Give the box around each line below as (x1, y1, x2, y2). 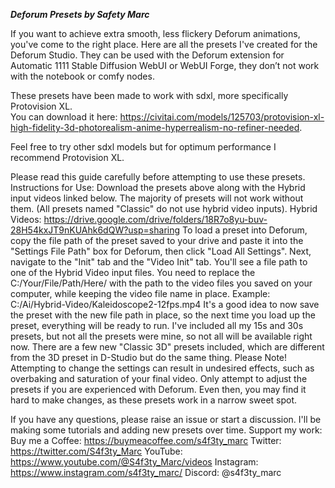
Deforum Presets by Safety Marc (10, 9, 150, 20)
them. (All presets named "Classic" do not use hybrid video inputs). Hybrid (10, 203, 318, 214)
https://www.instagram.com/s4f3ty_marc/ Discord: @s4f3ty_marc (10, 467, 282, 478)
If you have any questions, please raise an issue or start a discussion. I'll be (10, 414, 322, 425)
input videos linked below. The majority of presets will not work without (10, 192, 304, 204)
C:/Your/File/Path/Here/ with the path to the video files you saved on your (10, 277, 313, 289)
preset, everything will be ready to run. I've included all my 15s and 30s (10, 320, 304, 331)
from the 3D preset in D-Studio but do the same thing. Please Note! (10, 352, 288, 363)
